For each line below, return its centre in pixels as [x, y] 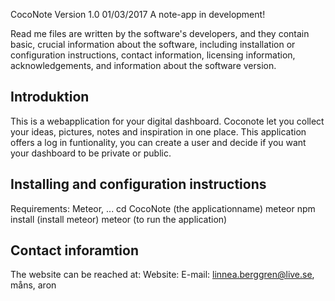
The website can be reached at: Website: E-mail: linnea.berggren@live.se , [162, 275]
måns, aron [33, 285]
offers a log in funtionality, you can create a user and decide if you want [158, 142]
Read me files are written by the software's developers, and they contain [160, 33]
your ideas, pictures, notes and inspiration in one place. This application [158, 131]
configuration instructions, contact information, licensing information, [153, 55]
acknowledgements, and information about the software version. [143, 65]
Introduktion [50, 97]
